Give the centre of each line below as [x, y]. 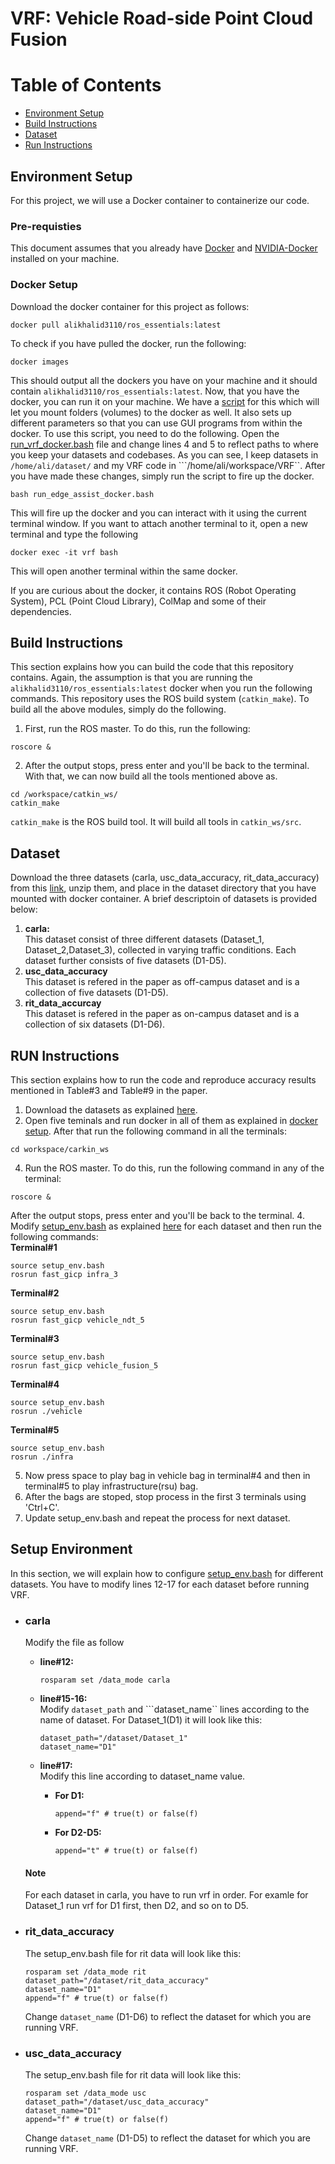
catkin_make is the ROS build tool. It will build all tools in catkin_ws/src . [156, 822]
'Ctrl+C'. [42, 1507]
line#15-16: [63, 1699]
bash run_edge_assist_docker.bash [82, 494]
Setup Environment [71, 1549]
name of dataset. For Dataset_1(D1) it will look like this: [151, 1720]
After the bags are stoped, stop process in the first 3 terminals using [165, 1496]
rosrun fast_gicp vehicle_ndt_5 [77, 1320]
